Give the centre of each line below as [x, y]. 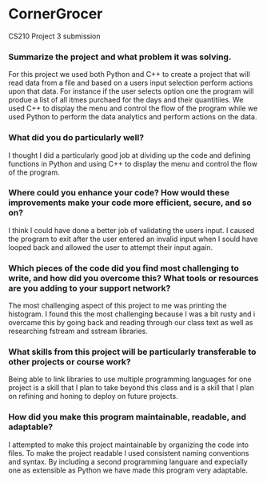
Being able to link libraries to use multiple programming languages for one [130, 379]
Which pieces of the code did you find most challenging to [124, 268]
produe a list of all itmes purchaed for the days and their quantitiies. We [126, 100]
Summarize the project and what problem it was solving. [120, 57]
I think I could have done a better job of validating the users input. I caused [131, 230]
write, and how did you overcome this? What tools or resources [133, 278]
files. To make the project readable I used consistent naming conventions [129, 453]
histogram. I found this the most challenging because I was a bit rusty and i [132, 314]
